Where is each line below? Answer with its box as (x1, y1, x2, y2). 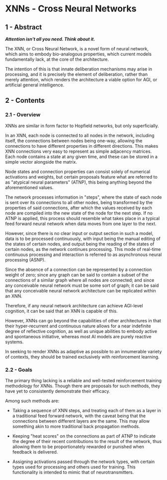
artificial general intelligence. (5, 82, 65, 88)
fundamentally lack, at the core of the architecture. (5, 56, 109, 62)
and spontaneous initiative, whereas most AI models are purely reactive (5, 333, 152, 339)
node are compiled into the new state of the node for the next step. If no (5, 210, 153, 216)
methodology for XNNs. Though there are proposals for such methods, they (5, 383, 161, 389)
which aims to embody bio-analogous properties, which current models (5, 51, 152, 57)
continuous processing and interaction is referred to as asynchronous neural (5, 251, 162, 257)
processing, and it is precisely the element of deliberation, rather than (5, 71, 148, 77)
